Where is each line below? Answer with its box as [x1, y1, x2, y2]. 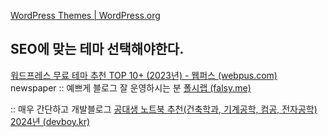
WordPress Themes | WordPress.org [10, 10, 161, 21]
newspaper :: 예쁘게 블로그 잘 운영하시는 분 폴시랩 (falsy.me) [10, 81, 252, 94]
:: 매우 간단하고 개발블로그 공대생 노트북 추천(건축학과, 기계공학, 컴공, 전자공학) [10, 103, 318, 115]
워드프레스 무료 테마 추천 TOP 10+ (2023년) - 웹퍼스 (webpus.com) [10, 69, 278, 81]
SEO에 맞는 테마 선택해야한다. [10, 41, 185, 58]
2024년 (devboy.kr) [10, 115, 91, 127]
